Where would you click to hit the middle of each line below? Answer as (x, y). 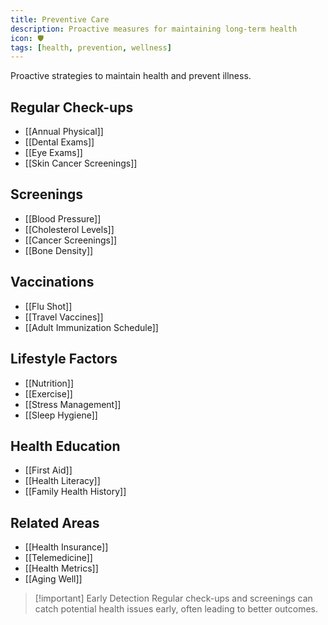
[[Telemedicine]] (58, 558)
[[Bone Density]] (59, 250)
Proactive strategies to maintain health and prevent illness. (131, 76)
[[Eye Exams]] (53, 153)
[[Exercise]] (48, 393)
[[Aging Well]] (53, 579)
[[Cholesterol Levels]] (69, 229)
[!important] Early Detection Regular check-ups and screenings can (173, 598)
